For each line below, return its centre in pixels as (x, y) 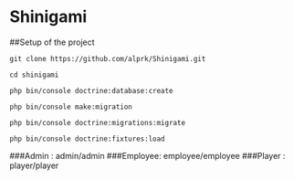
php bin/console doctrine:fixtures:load (88, 139)
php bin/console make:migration (71, 107)
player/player (34, 165)
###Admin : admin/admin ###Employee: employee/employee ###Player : (147, 155)
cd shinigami (34, 75)
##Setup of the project (52, 42)
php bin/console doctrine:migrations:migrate (97, 122)
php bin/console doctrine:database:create (91, 90)
